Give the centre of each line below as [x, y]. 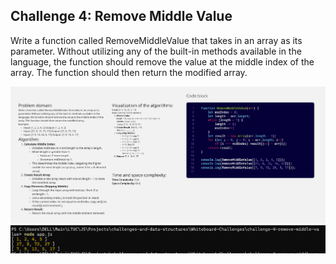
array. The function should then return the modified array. [129, 72]
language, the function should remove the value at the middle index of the [162, 61]
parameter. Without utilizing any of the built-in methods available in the [156, 51]
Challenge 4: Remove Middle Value [121, 16]
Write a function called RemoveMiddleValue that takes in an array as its [156, 40]
